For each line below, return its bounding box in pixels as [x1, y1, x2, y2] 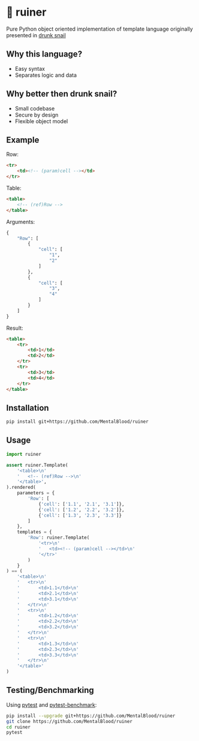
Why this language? [6, 49, 83, 59]
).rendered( [6, 485, 36, 491]
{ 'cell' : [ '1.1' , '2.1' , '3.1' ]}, [38, 501, 125, 507]
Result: [6, 324, 23, 331]
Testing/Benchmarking [6, 685, 94, 695]
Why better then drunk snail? [6, 89, 117, 99]
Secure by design [14, 111, 59, 118]
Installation [6, 402, 49, 413]
